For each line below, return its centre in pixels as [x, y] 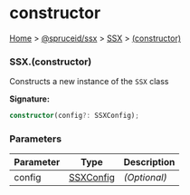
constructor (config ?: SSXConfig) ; [75, 116]
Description [149, 162]
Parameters [35, 139]
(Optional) [145, 178]
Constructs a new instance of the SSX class [89, 82]
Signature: [29, 99]
